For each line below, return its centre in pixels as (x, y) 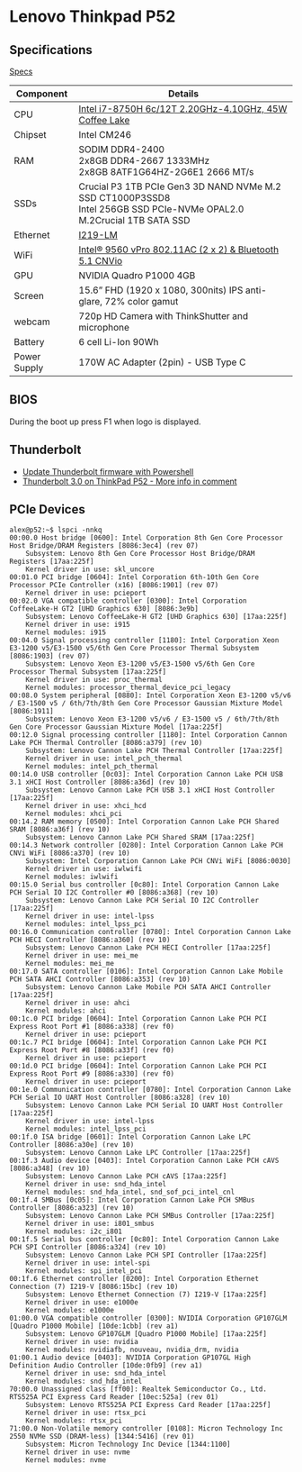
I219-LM (98, 235)
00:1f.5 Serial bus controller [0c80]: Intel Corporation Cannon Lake (144, 1240)
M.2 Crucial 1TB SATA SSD (134, 220)
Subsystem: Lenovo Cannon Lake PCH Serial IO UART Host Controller (154, 1105)
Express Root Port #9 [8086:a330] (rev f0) (92, 1074)
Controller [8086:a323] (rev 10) (72, 1208)
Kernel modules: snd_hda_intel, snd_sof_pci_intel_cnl (130, 1192)
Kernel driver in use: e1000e (82, 1303)
